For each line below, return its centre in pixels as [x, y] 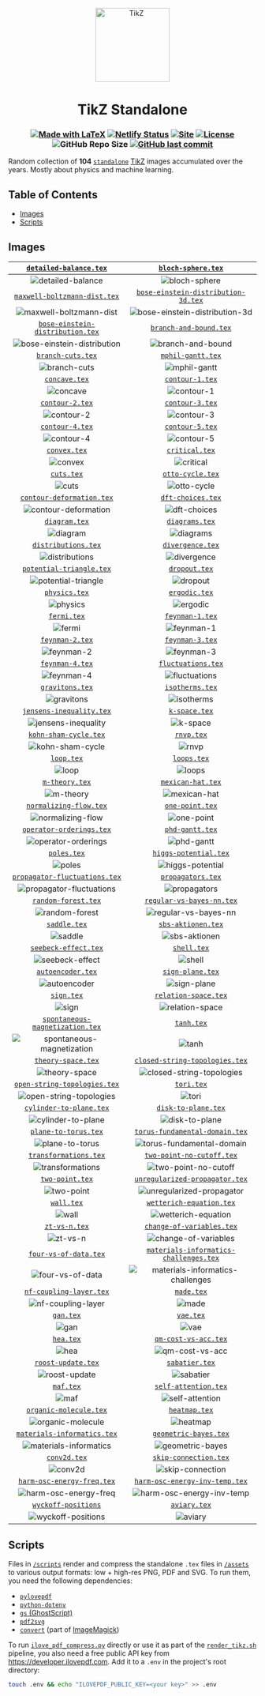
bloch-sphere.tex [191, 268]
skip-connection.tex [191, 1458]
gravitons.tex [67, 688]
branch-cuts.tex [67, 356]
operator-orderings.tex [67, 830]
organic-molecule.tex [67, 1410]
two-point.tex [67, 1179]
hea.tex [67, 1339]
